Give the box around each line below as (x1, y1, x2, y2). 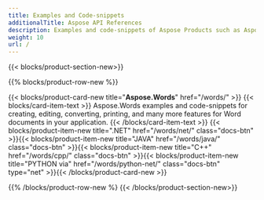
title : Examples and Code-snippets (8, 11, 125, 20)
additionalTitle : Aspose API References (8, 19, 143, 27)
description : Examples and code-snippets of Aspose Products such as (8, 26, 241, 34)
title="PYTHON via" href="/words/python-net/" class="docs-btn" (8, 159, 221, 169)
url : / (8, 41, 30, 49)
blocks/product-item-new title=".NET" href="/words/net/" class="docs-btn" (8, 126, 254, 136)
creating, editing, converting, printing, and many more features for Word (8, 109, 242, 118)
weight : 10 (8, 33, 44, 42)
